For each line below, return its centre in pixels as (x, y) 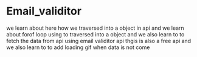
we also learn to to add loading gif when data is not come (78, 47)
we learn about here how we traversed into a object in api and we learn (95, 28)
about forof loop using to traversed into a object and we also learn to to (95, 34)
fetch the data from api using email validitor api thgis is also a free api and (99, 41)
